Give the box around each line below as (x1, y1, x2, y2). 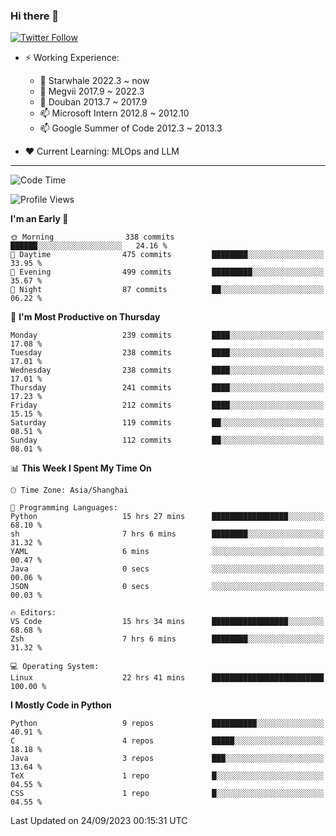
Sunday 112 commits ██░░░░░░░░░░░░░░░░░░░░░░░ (10, 435, 325, 446)
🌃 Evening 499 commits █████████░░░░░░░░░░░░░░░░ (10, 267, 325, 278)
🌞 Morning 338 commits (10, 232, 175, 243)
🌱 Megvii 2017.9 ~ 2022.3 (39, 85, 145, 98)
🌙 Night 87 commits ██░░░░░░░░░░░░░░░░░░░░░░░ (10, 285, 325, 295)
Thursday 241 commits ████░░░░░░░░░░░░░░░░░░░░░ (10, 383, 325, 393)
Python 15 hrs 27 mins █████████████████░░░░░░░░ (10, 512, 325, 522)
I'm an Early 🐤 (10, 213, 69, 225)
